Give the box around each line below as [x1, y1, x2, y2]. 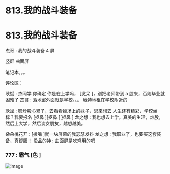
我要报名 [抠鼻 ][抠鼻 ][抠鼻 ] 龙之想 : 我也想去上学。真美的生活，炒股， [14, 114, 164, 120]
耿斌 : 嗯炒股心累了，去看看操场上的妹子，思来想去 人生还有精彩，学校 [5, 108, 153, 114]
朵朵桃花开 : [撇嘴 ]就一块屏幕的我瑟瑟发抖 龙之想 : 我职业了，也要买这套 [5, 131, 157, 137]
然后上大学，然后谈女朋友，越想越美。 [5, 120, 86, 127]
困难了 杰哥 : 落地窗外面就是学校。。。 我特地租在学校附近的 [5, 97, 128, 103]
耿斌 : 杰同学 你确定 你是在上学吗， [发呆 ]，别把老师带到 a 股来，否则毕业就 [5, 91, 165, 97]
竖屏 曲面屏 [5, 58, 29, 64]
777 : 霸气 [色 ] [5, 152, 41, 159]
